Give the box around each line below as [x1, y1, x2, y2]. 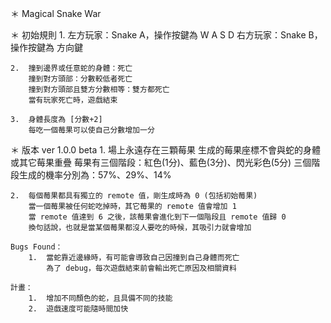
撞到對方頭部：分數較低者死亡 [28, 74, 133, 84]
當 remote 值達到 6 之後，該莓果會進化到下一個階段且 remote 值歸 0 [28, 212, 287, 222]
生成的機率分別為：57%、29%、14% [18, 169, 172, 181]
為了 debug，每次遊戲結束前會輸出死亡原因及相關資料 [46, 263, 237, 273]
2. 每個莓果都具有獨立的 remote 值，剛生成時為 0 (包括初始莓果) [10, 191, 258, 201]
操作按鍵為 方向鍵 [10, 42, 83, 53]
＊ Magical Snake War [10, 8, 102, 19]
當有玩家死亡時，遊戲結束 [28, 95, 118, 105]
